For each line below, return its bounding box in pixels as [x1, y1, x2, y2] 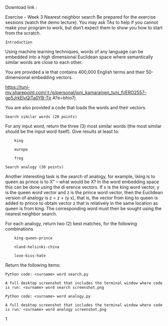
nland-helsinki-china [14, 244, 59, 250]
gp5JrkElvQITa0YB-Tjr [5, 95, 52, 101]
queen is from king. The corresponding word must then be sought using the [5, 206, 162, 211]
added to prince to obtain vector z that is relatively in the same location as [5, 200, 158, 206]
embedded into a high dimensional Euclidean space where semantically [5, 54, 153, 60]
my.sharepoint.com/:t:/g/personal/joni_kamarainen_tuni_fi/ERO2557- [5, 90, 147, 95]
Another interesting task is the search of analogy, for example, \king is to [5, 174, 155, 179]
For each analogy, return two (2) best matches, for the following [5, 221, 137, 226]
